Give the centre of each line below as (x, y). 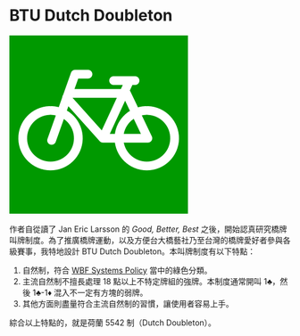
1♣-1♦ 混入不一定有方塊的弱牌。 (90, 292)
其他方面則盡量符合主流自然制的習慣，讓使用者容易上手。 (128, 303)
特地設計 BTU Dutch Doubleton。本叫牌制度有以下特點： (152, 251)
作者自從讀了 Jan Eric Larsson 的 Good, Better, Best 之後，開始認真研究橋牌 (148, 229)
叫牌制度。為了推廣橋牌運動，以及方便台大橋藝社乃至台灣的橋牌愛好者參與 (146, 240)
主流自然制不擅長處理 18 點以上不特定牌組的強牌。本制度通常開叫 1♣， (151, 281)
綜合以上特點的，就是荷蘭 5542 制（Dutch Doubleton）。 (113, 323)
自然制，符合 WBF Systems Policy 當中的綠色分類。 (117, 270)
